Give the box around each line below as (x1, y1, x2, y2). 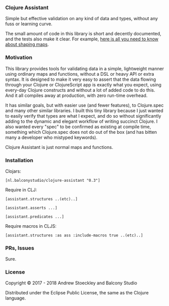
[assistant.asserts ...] (5, 205, 58, 211)
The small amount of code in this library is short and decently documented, (5, 31, 161, 37)
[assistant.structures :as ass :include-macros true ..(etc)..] (5, 233, 143, 238)
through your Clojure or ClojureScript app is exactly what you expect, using (5, 81, 161, 87)
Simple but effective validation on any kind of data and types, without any (5, 16, 158, 22)
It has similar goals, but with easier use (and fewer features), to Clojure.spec (5, 102, 164, 108)
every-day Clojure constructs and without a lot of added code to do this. (5, 87, 155, 93)
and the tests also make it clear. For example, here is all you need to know (5, 36, 159, 42)
